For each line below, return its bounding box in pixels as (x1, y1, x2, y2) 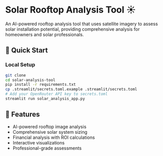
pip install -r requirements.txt (5, 82, 76, 87)
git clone (5, 73, 26, 78)
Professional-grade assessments (12, 145, 82, 151)
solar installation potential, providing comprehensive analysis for (5, 26, 140, 32)
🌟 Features (5, 110, 40, 119)
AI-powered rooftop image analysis (12, 123, 87, 130)
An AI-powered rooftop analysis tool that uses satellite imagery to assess (5, 21, 158, 27)
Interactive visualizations (12, 139, 65, 145)
